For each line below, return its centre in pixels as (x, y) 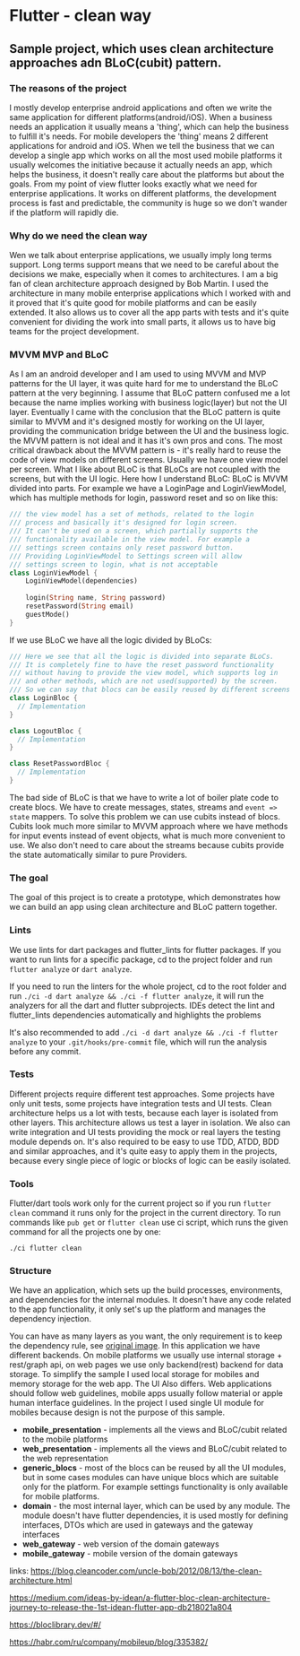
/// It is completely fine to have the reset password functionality (142, 664)
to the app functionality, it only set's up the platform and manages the (137, 1309)
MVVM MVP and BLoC (59, 355)
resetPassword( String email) (80, 606)
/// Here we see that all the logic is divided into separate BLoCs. (142, 656)
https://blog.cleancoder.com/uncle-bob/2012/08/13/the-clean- (146, 1571)
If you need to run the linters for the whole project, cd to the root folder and (148, 986)
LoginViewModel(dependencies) (82, 581)
